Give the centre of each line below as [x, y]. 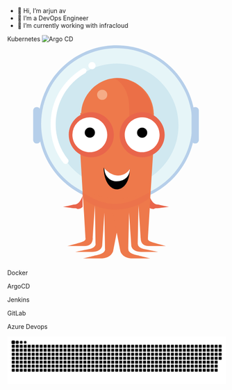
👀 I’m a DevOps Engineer [53, 18]
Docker [18, 273]
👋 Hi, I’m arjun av [41, 11]
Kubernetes [24, 39]
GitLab [17, 313]
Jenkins [18, 300]
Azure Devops [27, 326]
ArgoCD [19, 286]
